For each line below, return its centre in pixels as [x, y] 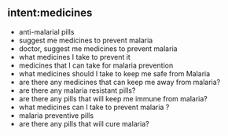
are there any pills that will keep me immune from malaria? [113, 98]
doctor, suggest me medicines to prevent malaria [98, 48]
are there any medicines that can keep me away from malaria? [120, 82]
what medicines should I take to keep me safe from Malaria [114, 73]
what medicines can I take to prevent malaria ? [94, 107]
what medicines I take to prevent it [74, 57]
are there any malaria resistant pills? [77, 90]
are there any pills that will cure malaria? [84, 123]
